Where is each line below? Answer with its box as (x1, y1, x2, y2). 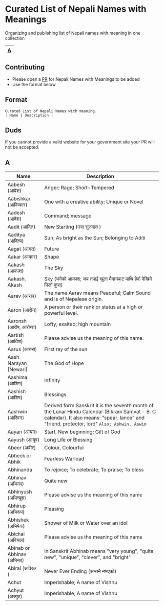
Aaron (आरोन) (7, 307, 37, 314)
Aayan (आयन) (7, 428, 38, 435)
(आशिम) (7, 380, 23, 387)
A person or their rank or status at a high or (44, 303, 143, 310)
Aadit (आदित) (7, 224, 36, 231)
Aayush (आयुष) (7, 437, 40, 443)
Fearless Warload (44, 455, 84, 462)
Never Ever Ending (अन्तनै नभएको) (44, 568, 117, 575)
